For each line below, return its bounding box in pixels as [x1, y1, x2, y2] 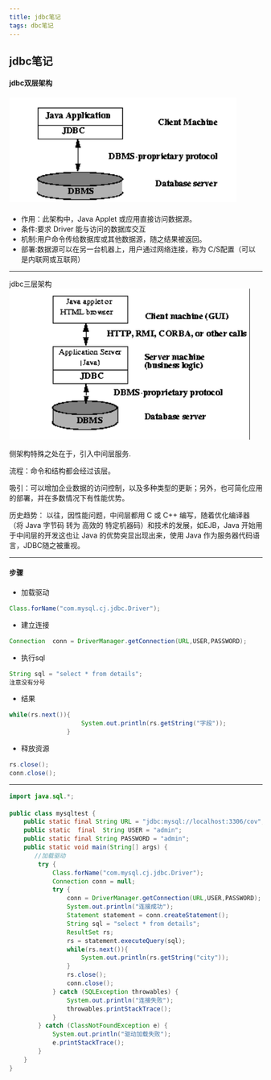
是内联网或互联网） [20, 254, 85, 264]
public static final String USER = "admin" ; [23, 826, 183, 834]
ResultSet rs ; [66, 928, 114, 937]
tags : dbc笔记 [9, 21, 55, 30]
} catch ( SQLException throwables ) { [51, 987, 179, 995]
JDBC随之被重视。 [23, 540, 85, 550]
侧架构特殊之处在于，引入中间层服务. [9, 448, 132, 459]
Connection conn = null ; [51, 877, 136, 886]
